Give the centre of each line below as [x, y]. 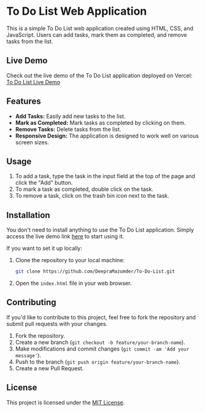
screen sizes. [32, 142]
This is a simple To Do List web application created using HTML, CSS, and [100, 28]
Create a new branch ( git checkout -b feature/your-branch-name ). [100, 342]
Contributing [31, 302]
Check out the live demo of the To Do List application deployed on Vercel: [99, 76]
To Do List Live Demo [33, 82]
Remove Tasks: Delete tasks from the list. [68, 129]
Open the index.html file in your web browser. [73, 283]
